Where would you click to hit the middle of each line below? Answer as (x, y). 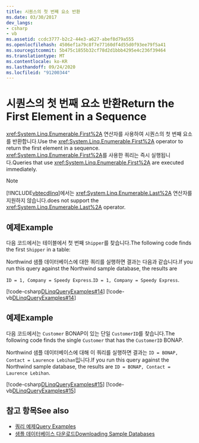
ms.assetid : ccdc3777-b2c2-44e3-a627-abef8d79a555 (70, 39)
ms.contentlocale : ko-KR (37, 61)
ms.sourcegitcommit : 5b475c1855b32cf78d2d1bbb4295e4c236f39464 (86, 51)
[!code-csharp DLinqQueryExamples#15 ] (56, 384)
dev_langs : (20, 23)
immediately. (22, 169)
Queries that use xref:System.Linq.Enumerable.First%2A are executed (98, 163)
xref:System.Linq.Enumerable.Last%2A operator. (66, 207)
